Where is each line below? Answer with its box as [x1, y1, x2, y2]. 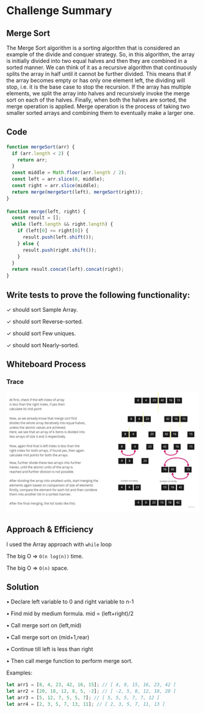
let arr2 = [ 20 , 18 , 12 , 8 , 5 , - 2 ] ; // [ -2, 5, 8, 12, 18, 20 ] [6, 689, 177, 695]
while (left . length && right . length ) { [12, 221, 114, 227]
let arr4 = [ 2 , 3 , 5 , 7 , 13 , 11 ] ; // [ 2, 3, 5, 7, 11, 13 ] [6, 701, 166, 707]
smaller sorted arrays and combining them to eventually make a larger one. [6, 109, 195, 116]
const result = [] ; [12, 215, 62, 221]
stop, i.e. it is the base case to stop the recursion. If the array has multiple [6, 83, 191, 91]
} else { [17, 240, 40, 246]
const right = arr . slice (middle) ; [12, 183, 100, 189]
